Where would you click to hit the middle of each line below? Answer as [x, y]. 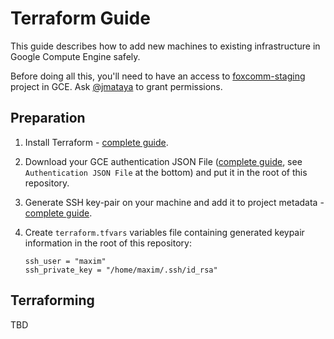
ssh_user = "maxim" [65, 261]
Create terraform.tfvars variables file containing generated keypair [164, 232]
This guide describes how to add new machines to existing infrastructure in [165, 46]
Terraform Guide [80, 18]
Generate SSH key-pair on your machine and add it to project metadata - [174, 202]
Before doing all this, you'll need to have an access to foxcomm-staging [158, 76]
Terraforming [52, 300]
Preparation [48, 118]
